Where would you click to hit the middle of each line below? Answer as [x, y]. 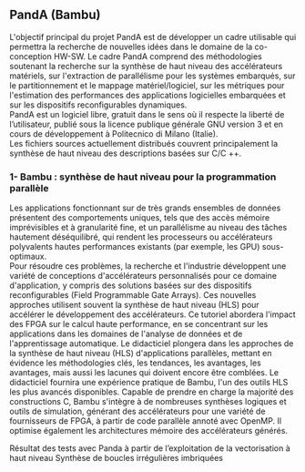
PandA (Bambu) [55, 15]
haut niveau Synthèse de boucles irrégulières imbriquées [116, 458]
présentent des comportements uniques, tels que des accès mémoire [140, 218]
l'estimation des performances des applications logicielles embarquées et [148, 95]
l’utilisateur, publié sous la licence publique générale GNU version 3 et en [147, 124]
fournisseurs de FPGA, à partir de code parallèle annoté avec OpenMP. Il [146, 421]
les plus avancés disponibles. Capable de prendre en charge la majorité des [152, 392]
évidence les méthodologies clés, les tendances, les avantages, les [135, 363]
